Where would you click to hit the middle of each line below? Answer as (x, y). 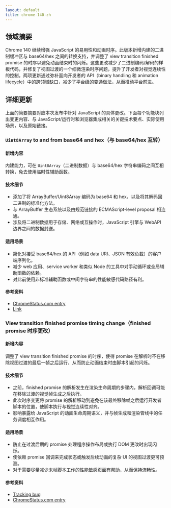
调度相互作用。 (33, 420)
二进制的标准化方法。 (35, 203)
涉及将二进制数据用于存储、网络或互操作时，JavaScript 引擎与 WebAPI (87, 222)
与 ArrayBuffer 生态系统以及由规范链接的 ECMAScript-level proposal (84, 209)
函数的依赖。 (31, 273)
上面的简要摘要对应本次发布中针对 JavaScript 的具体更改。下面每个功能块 (82, 113)
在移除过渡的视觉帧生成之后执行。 (48, 394)
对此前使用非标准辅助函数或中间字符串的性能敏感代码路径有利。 (79, 279)
